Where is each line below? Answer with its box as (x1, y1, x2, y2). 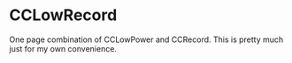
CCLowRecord (9, 5, 118, 25)
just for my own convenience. (9, 43, 118, 53)
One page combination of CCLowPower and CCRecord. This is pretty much (9, 34, 284, 45)
